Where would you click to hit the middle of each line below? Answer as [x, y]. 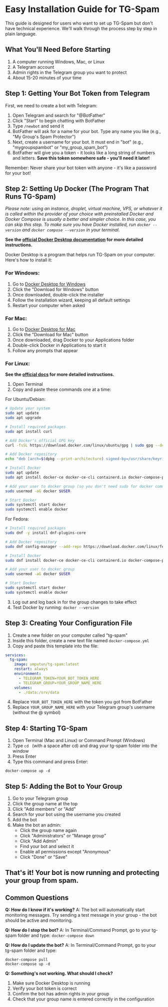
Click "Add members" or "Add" [44, 809]
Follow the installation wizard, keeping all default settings [71, 300]
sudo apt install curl [29, 431]
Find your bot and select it [47, 846]
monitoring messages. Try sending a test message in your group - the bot [81, 915]
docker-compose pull [27, 960]
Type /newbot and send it [38, 126]
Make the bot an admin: [37, 825]
